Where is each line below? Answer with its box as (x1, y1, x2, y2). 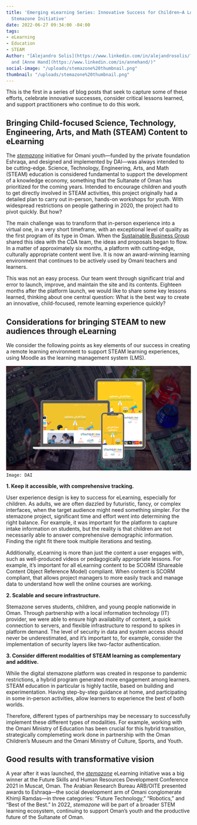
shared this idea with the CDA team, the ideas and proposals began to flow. (6, 238, 188, 245)
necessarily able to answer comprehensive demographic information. (6, 531, 174, 538)
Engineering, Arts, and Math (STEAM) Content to (6, 127, 188, 137)
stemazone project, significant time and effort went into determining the (6, 513, 180, 520)
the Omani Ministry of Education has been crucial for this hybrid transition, (6, 724, 186, 732)
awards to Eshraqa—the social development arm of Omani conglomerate (6, 789, 182, 796)
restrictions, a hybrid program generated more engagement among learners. (6, 676, 191, 683)
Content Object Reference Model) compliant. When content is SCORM (6, 568, 175, 575)
